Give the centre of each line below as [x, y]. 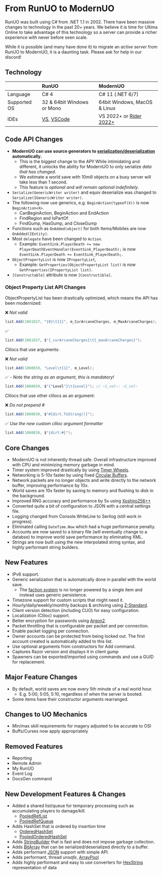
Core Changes [27, 448]
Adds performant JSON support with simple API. [60, 852]
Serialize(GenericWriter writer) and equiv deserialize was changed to [84, 192]
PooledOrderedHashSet [43, 836]
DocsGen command [32, 779]
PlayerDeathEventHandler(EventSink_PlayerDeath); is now [77, 249]
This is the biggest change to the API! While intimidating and [79, 161]
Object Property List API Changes [45, 287]
